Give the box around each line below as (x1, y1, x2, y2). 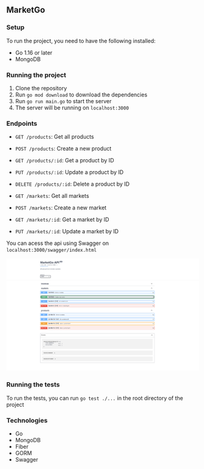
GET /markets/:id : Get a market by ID (15, 216, 109, 224)
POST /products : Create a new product (15, 145, 112, 152)
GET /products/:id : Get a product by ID (15, 157, 114, 164)
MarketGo (6, 5, 46, 15)
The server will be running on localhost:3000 (15, 104, 129, 111)
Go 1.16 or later (15, 49, 53, 56)
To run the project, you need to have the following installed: (6, 37, 156, 45)
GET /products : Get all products (15, 133, 95, 140)
